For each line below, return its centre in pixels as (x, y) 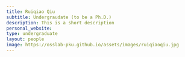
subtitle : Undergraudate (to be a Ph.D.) (59, 17)
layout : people (25, 39)
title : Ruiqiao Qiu (31, 12)
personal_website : (29, 28)
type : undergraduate (32, 34)
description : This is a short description (60, 23)
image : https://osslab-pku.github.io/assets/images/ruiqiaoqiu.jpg (93, 45)
